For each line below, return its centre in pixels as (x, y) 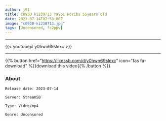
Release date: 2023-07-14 (32, 89)
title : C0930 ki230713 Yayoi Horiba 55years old (56, 14)
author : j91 (17, 10)
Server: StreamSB (23, 97)
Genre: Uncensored (24, 115)
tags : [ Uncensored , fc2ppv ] (34, 28)
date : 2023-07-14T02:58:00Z (34, 19)
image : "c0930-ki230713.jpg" (35, 23)
